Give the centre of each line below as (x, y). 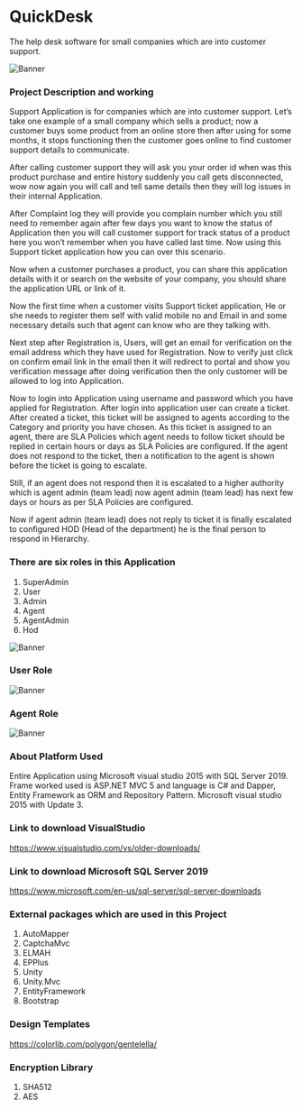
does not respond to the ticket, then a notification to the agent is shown (142, 456)
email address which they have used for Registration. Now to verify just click (151, 353)
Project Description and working (82, 92)
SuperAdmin (46, 582)
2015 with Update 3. (46, 805)
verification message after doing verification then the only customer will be (149, 371)
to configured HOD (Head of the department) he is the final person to (138, 529)
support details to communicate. (69, 150)
